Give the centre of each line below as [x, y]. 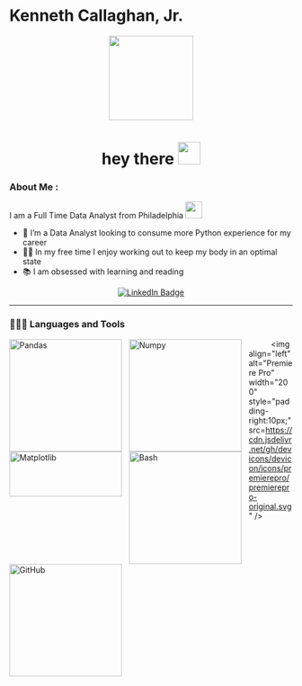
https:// [279, 430]
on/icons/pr [270, 468]
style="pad [269, 401]
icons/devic [270, 459]
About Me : [34, 187]
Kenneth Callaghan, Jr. [97, 16]
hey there [138, 159]
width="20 [268, 382]
